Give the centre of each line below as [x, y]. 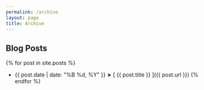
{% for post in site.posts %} [41, 63]
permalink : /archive [32, 12]
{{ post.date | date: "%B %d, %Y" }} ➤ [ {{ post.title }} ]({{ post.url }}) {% [106, 75]
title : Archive [25, 23]
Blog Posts [27, 48]
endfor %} [28, 81]
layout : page [22, 18]
